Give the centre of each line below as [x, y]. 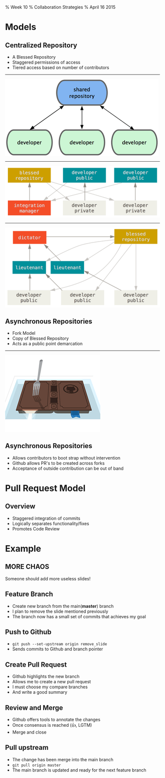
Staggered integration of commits [46, 518]
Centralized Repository [41, 45]
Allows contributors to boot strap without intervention [66, 458]
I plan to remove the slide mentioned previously [60, 611]
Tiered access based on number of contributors [61, 68]
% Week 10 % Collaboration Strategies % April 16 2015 [60, 7]
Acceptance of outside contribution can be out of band [68, 468]
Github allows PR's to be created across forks [58, 463]
